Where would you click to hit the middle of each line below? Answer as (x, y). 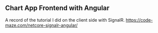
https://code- (139, 20)
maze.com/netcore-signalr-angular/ (41, 25)
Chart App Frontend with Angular (57, 8)
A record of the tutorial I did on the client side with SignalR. (65, 20)
